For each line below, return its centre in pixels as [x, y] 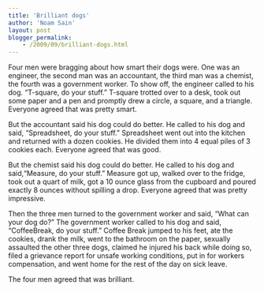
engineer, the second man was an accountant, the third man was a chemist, [131, 76]
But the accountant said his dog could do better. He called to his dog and [127, 125]
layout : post [30, 30]
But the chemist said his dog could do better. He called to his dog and [121, 165]
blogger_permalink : [40, 37]
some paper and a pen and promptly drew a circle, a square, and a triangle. [130, 101]
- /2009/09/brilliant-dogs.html [75, 45]
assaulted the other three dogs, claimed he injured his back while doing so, [130, 247]
